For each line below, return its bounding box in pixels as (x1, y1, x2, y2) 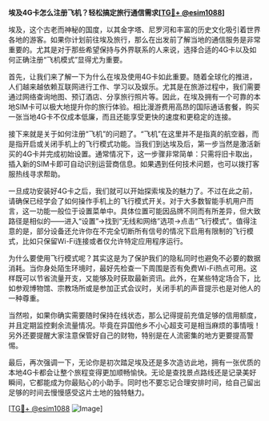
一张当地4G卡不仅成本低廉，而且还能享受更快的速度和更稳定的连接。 (8, 112, 236, 121)
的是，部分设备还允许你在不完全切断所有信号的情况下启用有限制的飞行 (14, 226, 247, 236)
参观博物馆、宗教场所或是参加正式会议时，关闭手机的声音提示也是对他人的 (14, 284, 261, 293)
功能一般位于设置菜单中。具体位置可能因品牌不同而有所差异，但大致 (35, 206, 261, 216)
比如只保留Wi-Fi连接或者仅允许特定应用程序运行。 (22, 237, 188, 245)
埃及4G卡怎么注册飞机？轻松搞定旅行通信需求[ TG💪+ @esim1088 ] (8, 8, 226, 17)
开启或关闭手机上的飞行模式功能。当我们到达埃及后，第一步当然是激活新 (22, 140, 261, 148)
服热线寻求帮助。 (8, 169, 65, 179)
